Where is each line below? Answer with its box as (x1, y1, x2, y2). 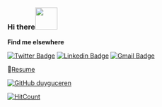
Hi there (7, 22, 35, 32)
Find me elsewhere (7, 38, 65, 46)
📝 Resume (7, 65, 35, 74)
